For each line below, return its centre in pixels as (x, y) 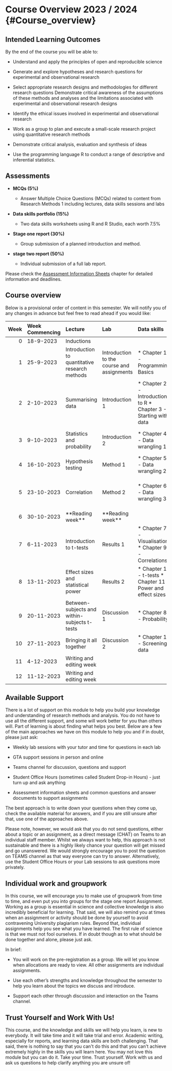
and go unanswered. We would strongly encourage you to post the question (85, 851)
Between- (78, 603)
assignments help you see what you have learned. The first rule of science (84, 929)
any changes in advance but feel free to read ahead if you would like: (78, 313)
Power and (151, 588)
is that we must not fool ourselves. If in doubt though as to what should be (84, 934)
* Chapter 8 (152, 612)
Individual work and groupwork (56, 883)
